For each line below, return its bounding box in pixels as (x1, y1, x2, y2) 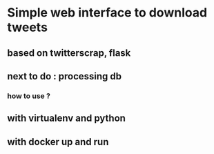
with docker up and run (7, 136, 109, 148)
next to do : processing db (7, 70, 122, 82)
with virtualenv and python (7, 113, 126, 124)
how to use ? (7, 91, 50, 101)
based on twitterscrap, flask (7, 47, 131, 59)
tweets (7, 19, 48, 35)
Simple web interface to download (7, 5, 208, 21)
